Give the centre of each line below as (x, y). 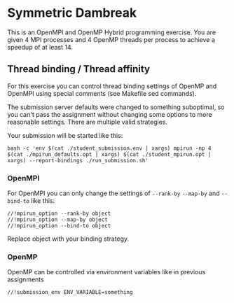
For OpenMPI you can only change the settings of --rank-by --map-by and (113, 193)
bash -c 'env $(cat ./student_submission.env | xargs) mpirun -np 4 (109, 148)
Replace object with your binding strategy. (68, 239)
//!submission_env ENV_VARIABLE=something (70, 293)
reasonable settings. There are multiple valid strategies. (88, 122)
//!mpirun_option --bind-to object (59, 226)
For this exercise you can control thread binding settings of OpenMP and (112, 86)
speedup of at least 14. (40, 47)
